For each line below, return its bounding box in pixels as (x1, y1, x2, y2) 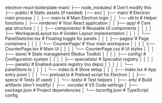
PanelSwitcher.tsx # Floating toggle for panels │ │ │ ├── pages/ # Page (5, 35, 149, 41)
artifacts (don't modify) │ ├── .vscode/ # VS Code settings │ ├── (5, 82, 138, 87)
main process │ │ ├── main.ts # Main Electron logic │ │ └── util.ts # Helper (5, 15, 158, 20)
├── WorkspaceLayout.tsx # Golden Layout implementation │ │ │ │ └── (5, 31, 150, 36)
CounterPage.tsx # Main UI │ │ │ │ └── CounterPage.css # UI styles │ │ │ (5, 46, 154, 51)
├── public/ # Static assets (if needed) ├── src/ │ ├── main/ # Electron (5, 10, 150, 16)
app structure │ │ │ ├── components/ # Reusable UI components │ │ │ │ (5, 25, 152, 31)
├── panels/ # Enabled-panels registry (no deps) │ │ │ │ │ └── (5, 61, 133, 67)
